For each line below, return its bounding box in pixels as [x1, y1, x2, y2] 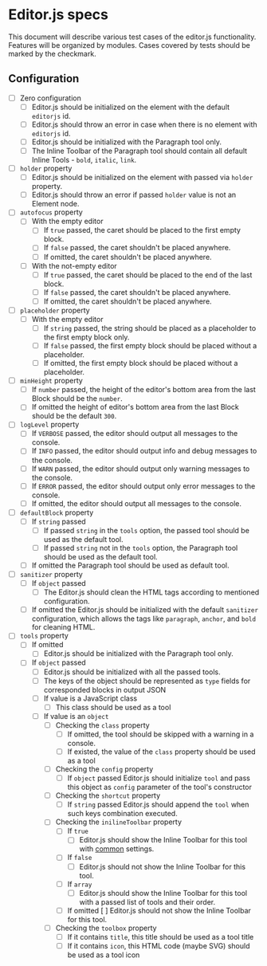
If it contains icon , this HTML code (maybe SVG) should [67, 940, 250, 950]
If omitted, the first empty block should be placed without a [43, 359, 238, 368]
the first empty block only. [43, 332, 130, 342]
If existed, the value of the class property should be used [67, 747, 257, 756]
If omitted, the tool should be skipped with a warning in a [67, 729, 254, 739]
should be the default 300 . [31, 411, 117, 421]
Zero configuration [19, 93, 81, 103]
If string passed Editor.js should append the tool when [67, 799, 249, 810]
